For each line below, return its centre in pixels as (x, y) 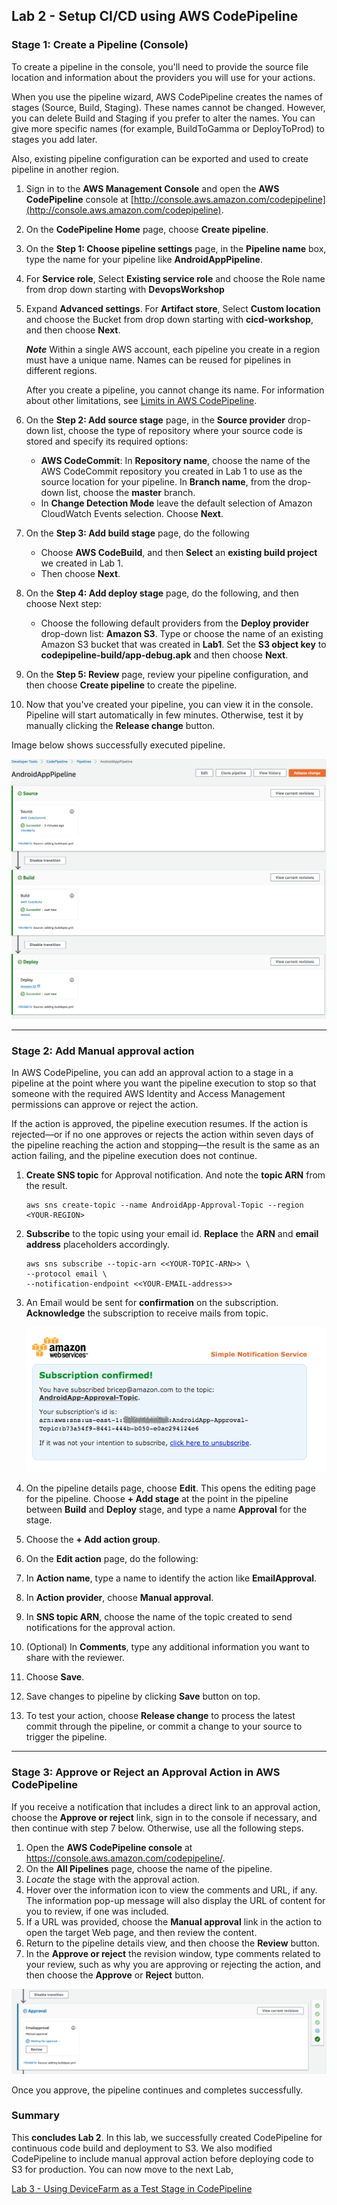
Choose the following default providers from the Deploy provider (174, 623)
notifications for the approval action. (100, 1628)
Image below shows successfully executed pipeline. (118, 745)
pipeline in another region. (65, 169)
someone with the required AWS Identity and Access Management (148, 1093)
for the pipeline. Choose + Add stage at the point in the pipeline (157, 1499)
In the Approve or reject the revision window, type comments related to (173, 1953)
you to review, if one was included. (97, 1911)
